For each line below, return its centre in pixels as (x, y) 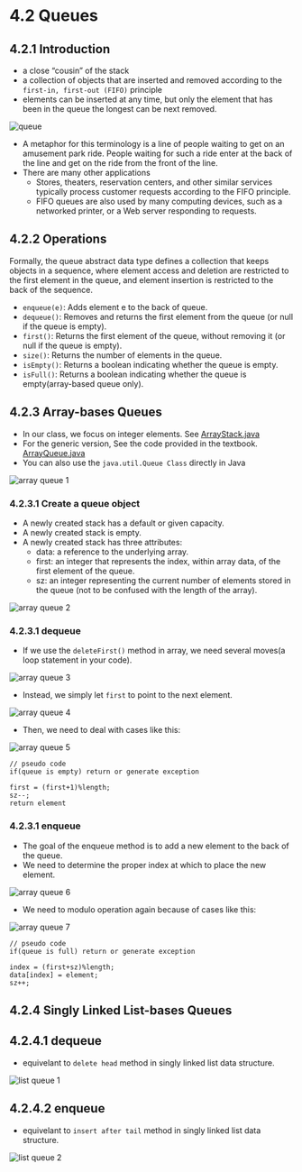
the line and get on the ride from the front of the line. (120, 163)
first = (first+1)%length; (60, 788)
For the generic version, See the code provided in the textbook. (140, 444)
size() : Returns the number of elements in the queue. (122, 355)
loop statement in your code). (77, 660)
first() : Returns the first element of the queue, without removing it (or (154, 335)
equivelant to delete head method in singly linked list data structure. (148, 1062)
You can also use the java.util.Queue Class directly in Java (134, 462)
